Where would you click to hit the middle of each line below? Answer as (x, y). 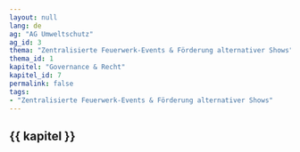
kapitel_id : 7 (36, 76)
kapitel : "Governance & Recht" (67, 68)
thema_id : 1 (31, 59)
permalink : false (42, 84)
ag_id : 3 (25, 42)
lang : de (25, 26)
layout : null (33, 17)
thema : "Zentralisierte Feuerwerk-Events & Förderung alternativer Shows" (151, 51)
